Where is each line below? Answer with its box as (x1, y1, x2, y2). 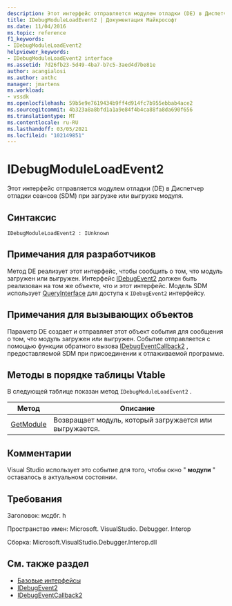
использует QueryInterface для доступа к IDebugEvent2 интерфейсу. (7, 289, 206, 297)
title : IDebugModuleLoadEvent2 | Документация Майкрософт (7, 17, 177, 23)
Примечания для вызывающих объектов (7, 309, 194, 321)
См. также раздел (7, 558, 90, 569)
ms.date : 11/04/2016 (7, 23, 67, 30)
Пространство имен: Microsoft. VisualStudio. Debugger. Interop (7, 525, 191, 533)
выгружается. (53, 424, 100, 434)
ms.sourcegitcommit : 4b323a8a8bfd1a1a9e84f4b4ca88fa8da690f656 (7, 106, 193, 113)
